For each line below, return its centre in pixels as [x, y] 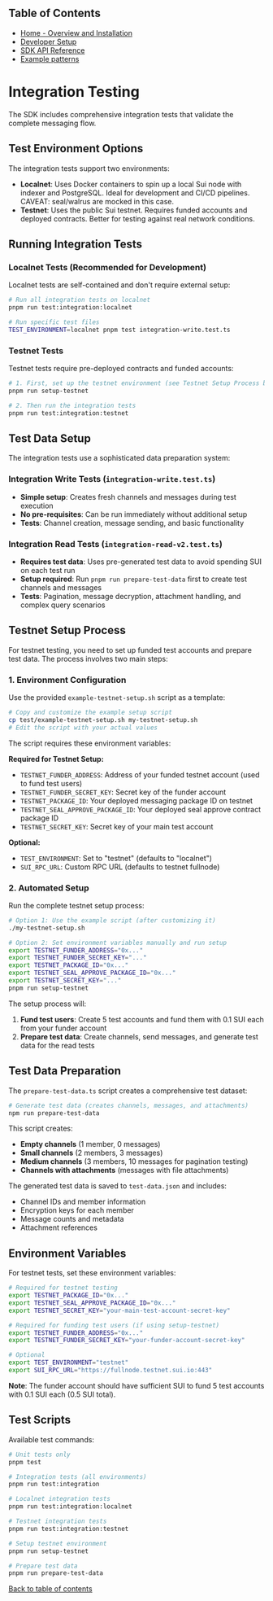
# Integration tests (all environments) [78, 1476]
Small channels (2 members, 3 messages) [91, 1153]
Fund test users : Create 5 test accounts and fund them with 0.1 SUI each [142, 1019]
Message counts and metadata [72, 1219]
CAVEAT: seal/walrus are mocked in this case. [97, 201]
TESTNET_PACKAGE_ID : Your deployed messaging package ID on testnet [136, 800]
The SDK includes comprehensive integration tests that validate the [121, 114]
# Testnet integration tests [58, 1521]
